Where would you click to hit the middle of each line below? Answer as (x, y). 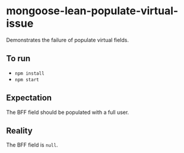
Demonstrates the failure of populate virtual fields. (68, 40)
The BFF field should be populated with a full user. (68, 112)
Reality (19, 131)
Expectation (29, 98)
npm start (27, 79)
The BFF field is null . (32, 145)
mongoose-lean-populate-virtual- (92, 11)
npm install (29, 73)
